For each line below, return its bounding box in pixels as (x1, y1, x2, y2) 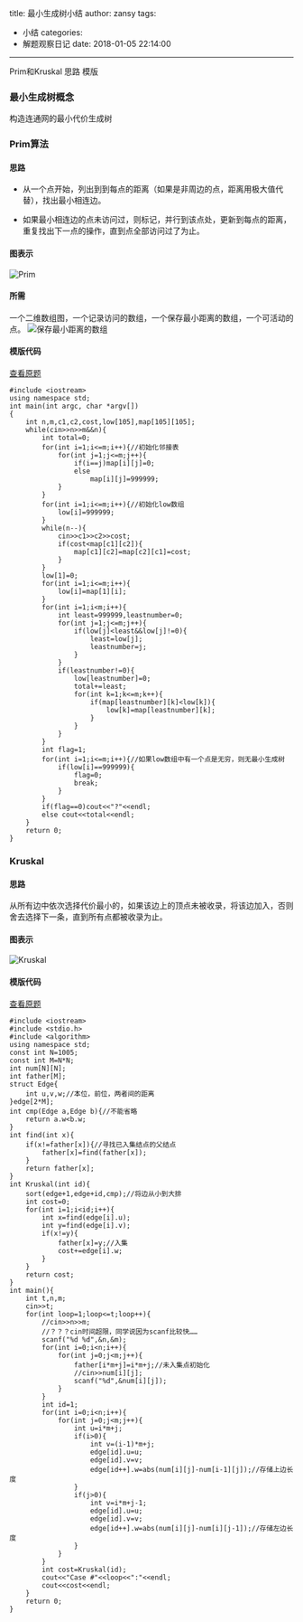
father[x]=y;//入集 (57, 1238, 128, 1248)
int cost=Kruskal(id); (41, 1565, 127, 1574)
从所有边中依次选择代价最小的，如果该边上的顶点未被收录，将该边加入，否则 (9, 901, 294, 911)
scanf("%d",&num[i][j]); (73, 1376, 168, 1385)
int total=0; (41, 433, 91, 443)
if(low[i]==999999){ (57, 763, 135, 772)
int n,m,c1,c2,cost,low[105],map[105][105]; (25, 418, 196, 427)
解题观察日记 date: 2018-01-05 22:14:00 (22, 39, 171, 49)
